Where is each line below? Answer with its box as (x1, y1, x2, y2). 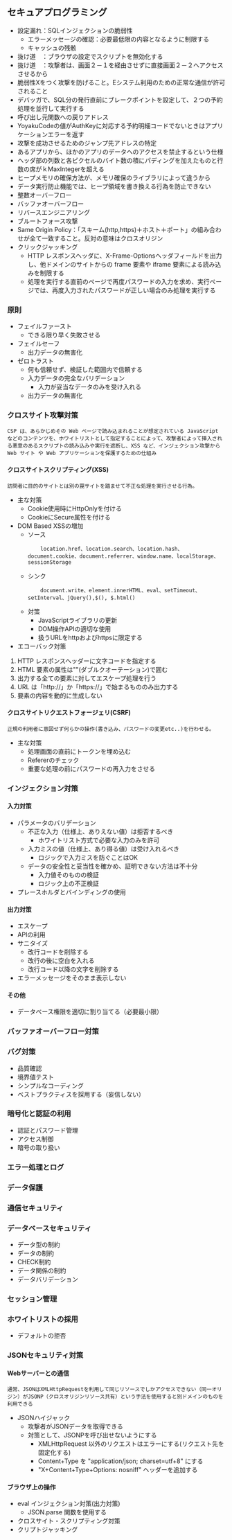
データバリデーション (17, 1275, 78, 1283)
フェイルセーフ (17, 339, 60, 348)
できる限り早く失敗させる (27, 331, 101, 339)
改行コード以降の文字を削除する (27, 965, 119, 973)
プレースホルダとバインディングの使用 (17, 887, 127, 896)
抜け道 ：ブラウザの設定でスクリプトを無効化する (17, 52, 163, 60)
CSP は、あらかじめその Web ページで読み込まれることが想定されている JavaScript (7, 428, 219, 435)
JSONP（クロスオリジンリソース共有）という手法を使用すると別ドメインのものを (27, 1393, 224, 1401)
